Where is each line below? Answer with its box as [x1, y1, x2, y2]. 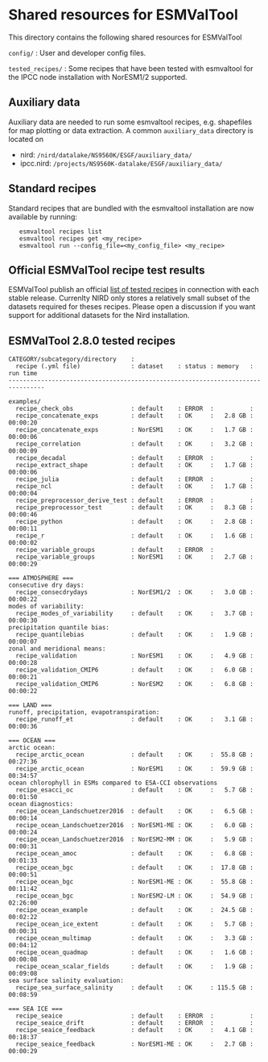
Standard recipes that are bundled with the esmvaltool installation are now [8, 203, 255, 213]
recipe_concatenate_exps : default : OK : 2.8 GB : [15, 412, 254, 420]
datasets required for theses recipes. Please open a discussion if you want [8, 302, 256, 311]
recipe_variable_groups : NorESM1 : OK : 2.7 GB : [15, 553, 254, 562]
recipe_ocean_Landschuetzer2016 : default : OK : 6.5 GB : [15, 807, 254, 816]
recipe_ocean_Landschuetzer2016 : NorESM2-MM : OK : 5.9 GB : [15, 835, 254, 844]
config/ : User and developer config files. [8, 48, 146, 57]
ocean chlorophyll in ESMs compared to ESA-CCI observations [8, 779, 218, 788]
